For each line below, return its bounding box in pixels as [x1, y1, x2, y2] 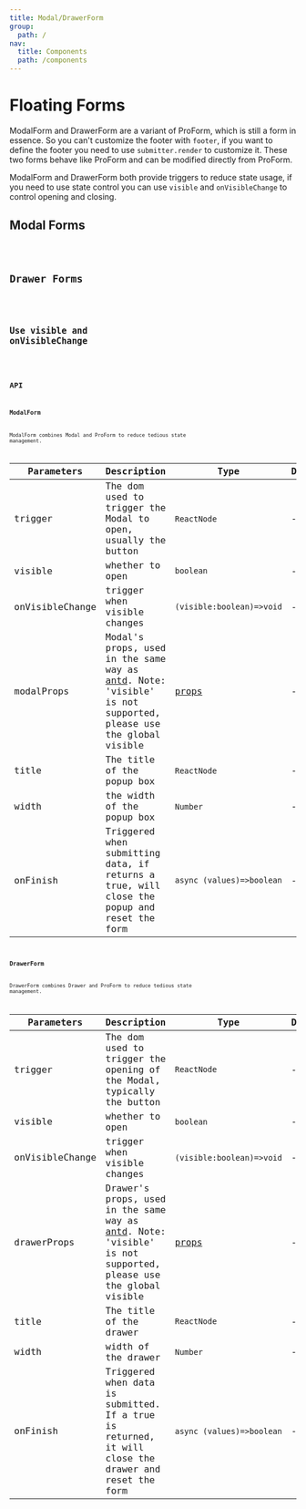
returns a [105, 869, 156, 881]
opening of [105, 1063, 161, 1076]
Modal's [105, 631, 144, 644]
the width [105, 790, 156, 802]
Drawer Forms [9, 272, 84, 285]
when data [105, 1376, 156, 1389]
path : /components [17, 56, 88, 65]
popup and [105, 902, 156, 914]
